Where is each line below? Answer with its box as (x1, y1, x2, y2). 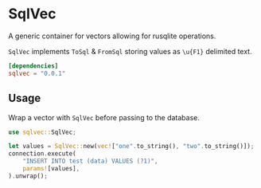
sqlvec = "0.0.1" (8, 69, 66, 77)
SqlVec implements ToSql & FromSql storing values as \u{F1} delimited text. (8, 46, 252, 56)
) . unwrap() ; (8, 172, 48, 180)
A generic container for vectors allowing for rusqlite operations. (8, 31, 216, 41)
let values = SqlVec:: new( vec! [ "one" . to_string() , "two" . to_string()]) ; (8, 143, 255, 151)
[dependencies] (8, 61, 59, 70)
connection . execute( (8, 150, 77, 158)
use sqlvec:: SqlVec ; (8, 128, 77, 136)
